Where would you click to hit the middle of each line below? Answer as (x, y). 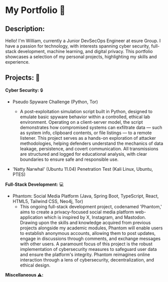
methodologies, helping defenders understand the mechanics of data (92, 143)
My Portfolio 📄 (35, 10)
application (32, 217)
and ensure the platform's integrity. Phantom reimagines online (85, 254)
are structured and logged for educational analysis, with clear (83, 154)
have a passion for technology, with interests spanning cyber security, (78, 46)
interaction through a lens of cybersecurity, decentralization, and (87, 259)
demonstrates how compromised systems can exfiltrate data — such (91, 127)
